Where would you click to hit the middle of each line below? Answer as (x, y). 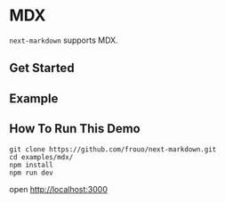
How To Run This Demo (75, 129)
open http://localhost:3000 (59, 189)
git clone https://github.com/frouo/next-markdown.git (113, 149)
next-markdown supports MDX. (64, 40)
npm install (31, 165)
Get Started (42, 68)
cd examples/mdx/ (41, 157)
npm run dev (31, 173)
